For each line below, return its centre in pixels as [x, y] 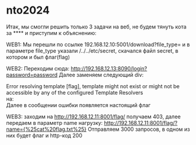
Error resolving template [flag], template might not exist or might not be [93, 86]
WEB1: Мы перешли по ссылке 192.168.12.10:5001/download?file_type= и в [98, 44]
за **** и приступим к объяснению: [51, 33]
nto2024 [28, 10]
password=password [32, 75]
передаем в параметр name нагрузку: [54, 123]
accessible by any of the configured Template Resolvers [75, 92]
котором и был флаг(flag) [38, 57]
